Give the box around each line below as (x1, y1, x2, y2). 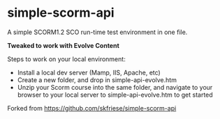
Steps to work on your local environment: (7, 54, 126, 63)
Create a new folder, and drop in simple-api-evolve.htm (17, 75, 177, 84)
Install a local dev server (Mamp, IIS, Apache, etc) (17, 68, 161, 77)
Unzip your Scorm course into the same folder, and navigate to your (17, 83, 213, 91)
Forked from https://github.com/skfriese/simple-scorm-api (7, 104, 177, 112)
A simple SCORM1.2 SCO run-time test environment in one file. (7, 28, 188, 36)
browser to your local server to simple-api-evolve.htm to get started (17, 90, 213, 99)
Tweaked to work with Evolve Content (7, 41, 120, 49)
